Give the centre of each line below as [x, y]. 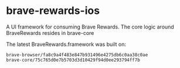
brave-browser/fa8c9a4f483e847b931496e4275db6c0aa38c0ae [77, 55]
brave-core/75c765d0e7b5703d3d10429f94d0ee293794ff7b [73, 60]
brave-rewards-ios [53, 11]
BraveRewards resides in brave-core [50, 33]
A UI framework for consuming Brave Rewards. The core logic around [90, 27]
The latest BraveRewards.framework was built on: [66, 44]
